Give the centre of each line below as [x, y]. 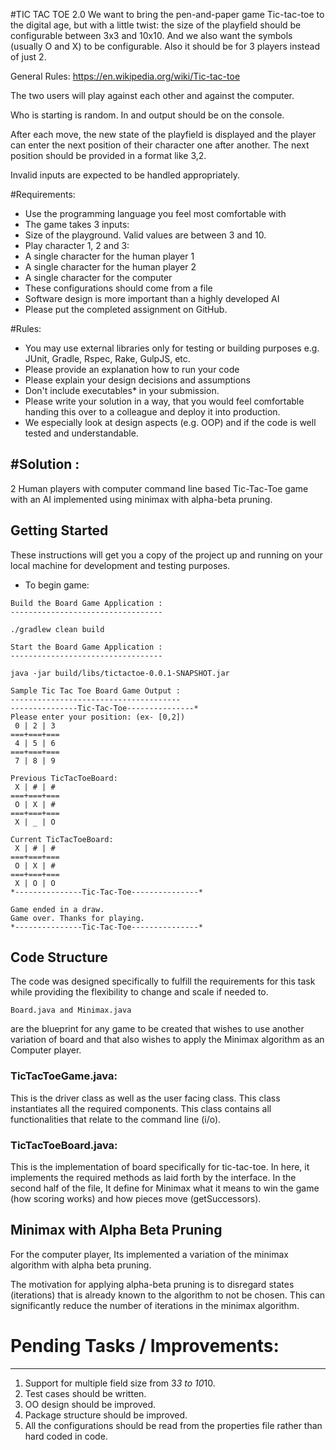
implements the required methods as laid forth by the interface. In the [153, 1178]
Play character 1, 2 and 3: [77, 245]
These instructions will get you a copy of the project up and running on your [166, 555]
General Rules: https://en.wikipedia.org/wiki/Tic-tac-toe [125, 76]
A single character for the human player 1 [109, 256]
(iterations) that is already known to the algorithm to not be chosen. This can [168, 1295]
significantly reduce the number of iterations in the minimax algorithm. [155, 1305]
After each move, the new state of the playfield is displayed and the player [163, 134]
